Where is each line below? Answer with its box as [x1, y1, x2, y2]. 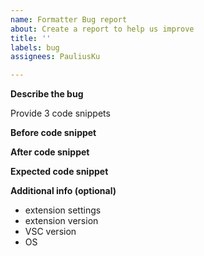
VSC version [24, 226, 77, 238]
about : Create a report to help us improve [10, 24, 195, 34]
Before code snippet [10, 127, 97, 139]
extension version [24, 215, 99, 227]
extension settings [24, 204, 102, 216]
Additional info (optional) [10, 185, 117, 197]
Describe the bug [10, 88, 84, 100]
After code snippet [10, 146, 90, 158]
